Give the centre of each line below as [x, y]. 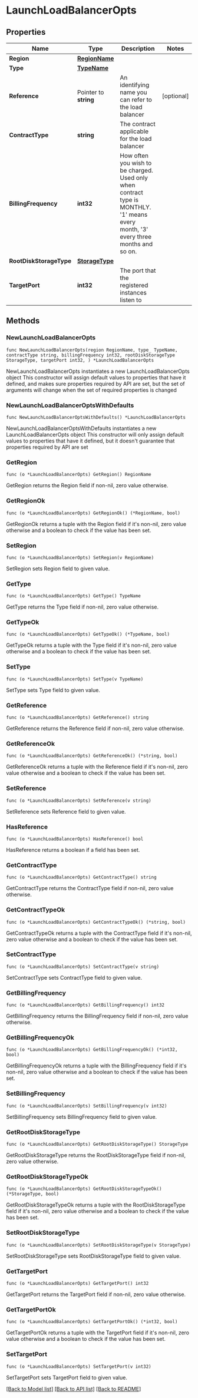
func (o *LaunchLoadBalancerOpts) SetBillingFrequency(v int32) [87, 1106]
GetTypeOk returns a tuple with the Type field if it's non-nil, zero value [91, 645]
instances [133, 293]
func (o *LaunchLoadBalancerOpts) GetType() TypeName [74, 596]
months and [136, 244]
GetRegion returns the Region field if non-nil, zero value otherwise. [87, 485]
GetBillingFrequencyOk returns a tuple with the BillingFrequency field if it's [96, 1066]
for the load [136, 139]
